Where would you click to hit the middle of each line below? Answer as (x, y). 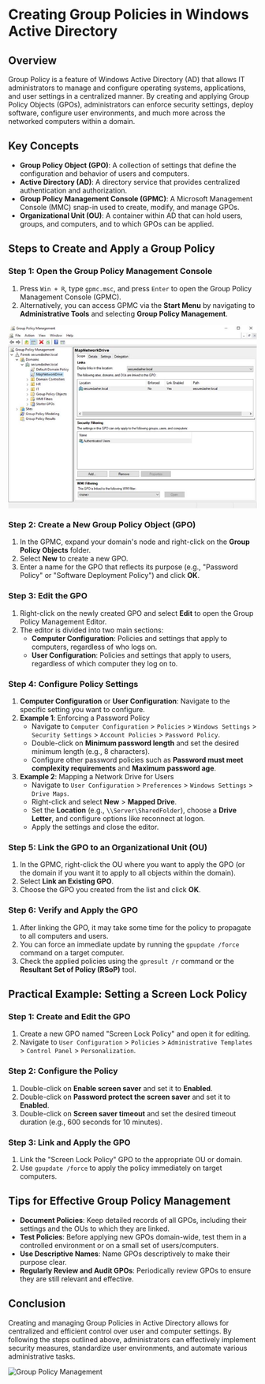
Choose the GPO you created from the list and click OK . (110, 890)
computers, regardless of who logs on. (94, 647)
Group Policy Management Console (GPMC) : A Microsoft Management (136, 198)
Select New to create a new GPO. (74, 559)
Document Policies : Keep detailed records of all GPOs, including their (133, 1220)
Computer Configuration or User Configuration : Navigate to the (125, 701)
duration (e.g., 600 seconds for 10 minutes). (91, 1122)
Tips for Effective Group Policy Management (119, 1201)
